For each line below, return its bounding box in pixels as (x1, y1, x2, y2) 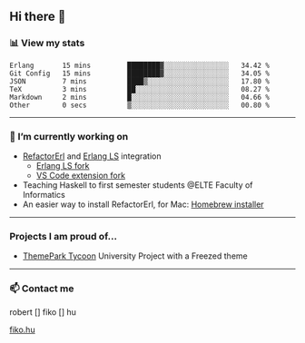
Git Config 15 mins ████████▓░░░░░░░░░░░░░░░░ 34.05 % (9, 69, 271, 78)
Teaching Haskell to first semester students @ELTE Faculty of (22, 179, 253, 191)
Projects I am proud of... (9, 230, 118, 242)
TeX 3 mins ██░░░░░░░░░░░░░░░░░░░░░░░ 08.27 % (9, 84, 271, 93)
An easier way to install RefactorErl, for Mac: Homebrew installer (22, 199, 265, 210)
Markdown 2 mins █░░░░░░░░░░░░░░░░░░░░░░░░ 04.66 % (9, 93, 271, 102)
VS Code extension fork (35, 170, 125, 181)
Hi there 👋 (9, 9, 66, 24)
